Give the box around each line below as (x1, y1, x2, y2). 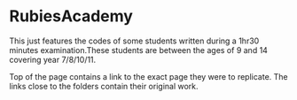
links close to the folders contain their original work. (9, 81, 199, 91)
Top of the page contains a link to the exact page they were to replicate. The (9, 71, 288, 81)
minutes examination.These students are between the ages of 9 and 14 (9, 44, 269, 55)
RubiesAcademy (9, 6, 133, 27)
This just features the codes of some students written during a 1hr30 (9, 35, 260, 46)
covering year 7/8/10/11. (9, 54, 97, 65)
